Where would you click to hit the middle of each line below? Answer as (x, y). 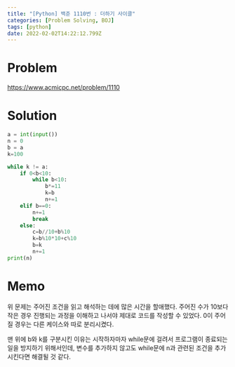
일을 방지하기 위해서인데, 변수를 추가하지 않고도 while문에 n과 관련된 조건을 (110, 347)
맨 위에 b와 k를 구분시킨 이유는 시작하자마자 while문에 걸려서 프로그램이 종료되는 (117, 339)
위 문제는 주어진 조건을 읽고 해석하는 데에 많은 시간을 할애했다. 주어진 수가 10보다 (118, 307)
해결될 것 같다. (51, 356)
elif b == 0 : (36, 206)
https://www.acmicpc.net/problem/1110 (64, 88)
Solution (32, 116)
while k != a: (28, 167)
